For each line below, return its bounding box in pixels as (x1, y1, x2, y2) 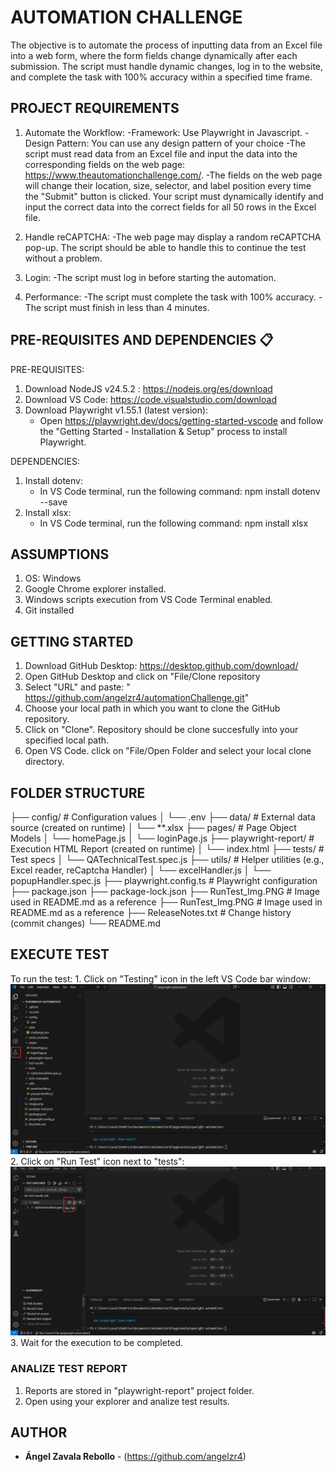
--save (39, 496, 68, 508)
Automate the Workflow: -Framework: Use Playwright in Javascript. (24, 126, 303, 138)
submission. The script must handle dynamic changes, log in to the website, (10, 60, 324, 72)
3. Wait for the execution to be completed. (10, 1337, 184, 1349)
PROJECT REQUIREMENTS (10, 100, 180, 117)
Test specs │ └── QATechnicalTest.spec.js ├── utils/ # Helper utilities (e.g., (10, 854, 325, 865)
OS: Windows (24, 572, 82, 585)
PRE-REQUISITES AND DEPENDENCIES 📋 (10, 332, 274, 349)
